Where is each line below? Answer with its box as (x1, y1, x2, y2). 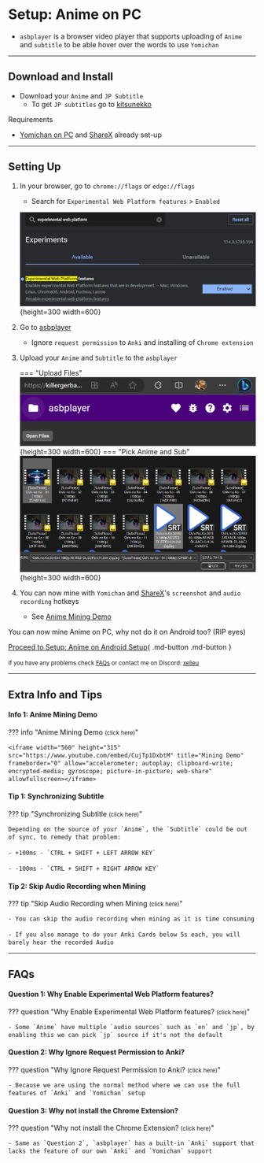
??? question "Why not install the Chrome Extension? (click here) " (8, 1124, 214, 1133)
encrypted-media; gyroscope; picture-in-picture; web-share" (8, 767, 213, 775)
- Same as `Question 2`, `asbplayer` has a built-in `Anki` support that (8, 1139, 255, 1147)
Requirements (8, 114, 53, 124)
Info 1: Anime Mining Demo (8, 710, 98, 720)
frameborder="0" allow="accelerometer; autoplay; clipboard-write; (8, 759, 234, 767)
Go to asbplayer (19, 322, 71, 331)
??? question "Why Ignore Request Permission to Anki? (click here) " (8, 1065, 222, 1074)
